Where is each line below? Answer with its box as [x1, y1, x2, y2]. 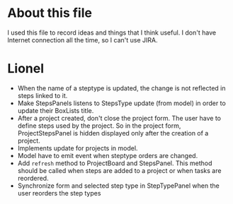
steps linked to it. [17, 91, 68, 100]
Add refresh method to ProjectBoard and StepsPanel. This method [17, 159, 212, 167]
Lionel [7, 61, 45, 77]
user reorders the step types [17, 188, 101, 197]
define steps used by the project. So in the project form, [17, 121, 181, 130]
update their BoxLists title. [17, 106, 94, 114]
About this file [7, 5, 92, 21]
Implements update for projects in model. [17, 143, 138, 152]
